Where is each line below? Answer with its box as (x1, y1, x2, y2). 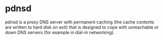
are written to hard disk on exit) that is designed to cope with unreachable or (5, 24, 159, 30)
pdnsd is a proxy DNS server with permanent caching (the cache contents (5, 19, 155, 25)
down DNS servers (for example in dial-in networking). (5, 29, 115, 35)
